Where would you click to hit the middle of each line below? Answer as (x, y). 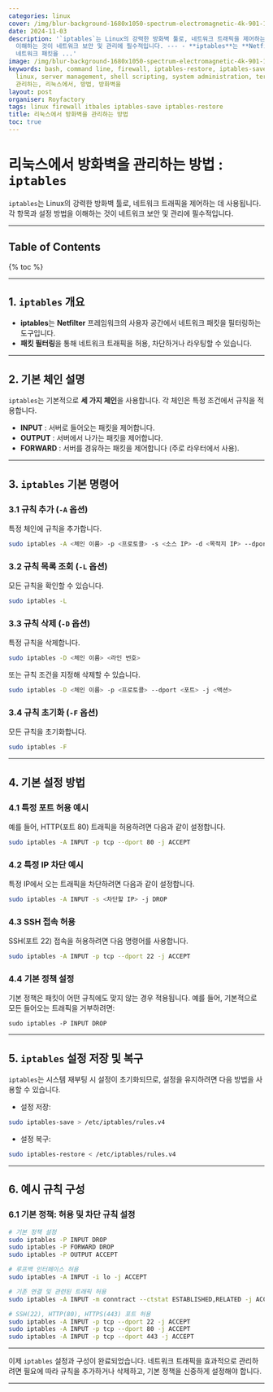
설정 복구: (35, 1139)
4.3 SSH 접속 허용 (42, 921)
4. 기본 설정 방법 (47, 782)
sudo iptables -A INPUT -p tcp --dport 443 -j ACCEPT (102, 1337)
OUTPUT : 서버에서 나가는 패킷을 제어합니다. (91, 438)
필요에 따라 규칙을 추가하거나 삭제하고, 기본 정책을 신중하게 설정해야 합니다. (143, 1371)
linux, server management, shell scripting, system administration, (134, 77)
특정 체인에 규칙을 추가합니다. (55, 528)
